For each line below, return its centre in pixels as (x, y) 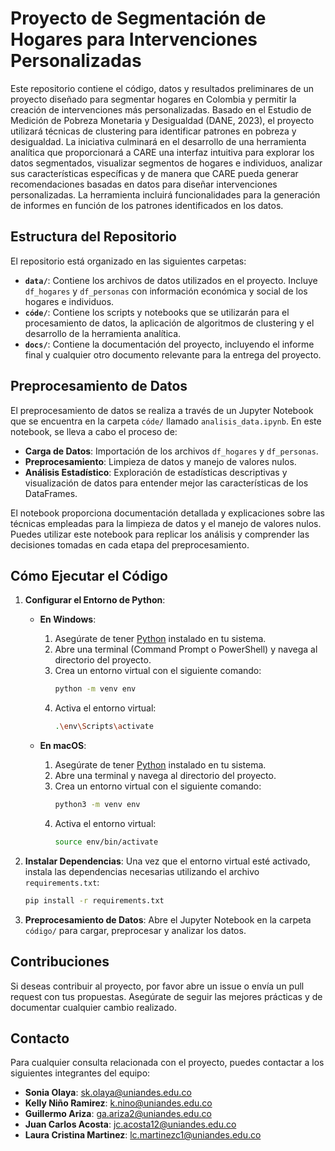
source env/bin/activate (106, 842)
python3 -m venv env (97, 805)
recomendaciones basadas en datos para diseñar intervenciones (144, 184)
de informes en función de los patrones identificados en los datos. (147, 205)
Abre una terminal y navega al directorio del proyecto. (165, 776)
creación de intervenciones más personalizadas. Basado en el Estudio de (161, 109)
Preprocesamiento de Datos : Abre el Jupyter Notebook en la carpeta (168, 919)
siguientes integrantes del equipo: (80, 1073)
